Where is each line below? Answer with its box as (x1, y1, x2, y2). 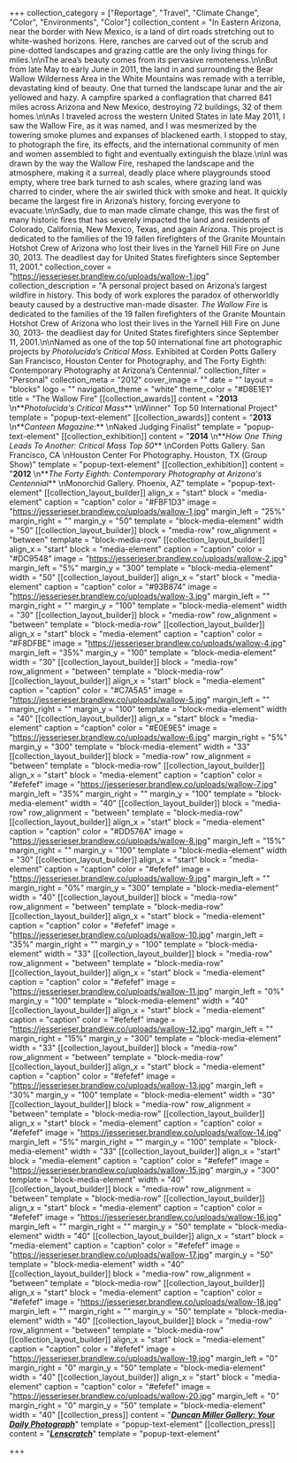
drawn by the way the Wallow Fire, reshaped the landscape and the (9, 159, 255, 168)
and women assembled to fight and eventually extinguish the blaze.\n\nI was (9, 149, 288, 159)
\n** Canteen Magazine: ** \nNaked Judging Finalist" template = (9, 422, 241, 432)
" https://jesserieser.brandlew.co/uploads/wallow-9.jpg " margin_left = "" (9, 873, 270, 884)
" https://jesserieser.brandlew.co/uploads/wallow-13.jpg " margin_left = (9, 1080, 264, 1090)
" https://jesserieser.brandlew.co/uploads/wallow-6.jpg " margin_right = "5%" (9, 732, 288, 742)
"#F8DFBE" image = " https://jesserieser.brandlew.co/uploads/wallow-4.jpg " (9, 638, 286, 648)
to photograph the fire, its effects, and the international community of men (9, 139, 279, 150)
